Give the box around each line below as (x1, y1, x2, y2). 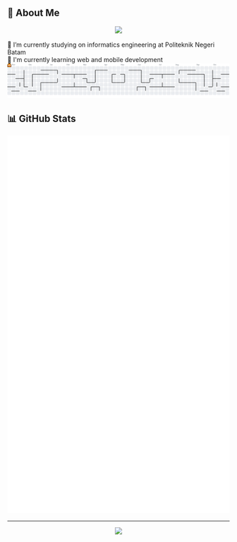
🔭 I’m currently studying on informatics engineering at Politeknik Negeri (7, 40, 215, 49)
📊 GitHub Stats (7, 113, 76, 125)
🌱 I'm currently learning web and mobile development (7, 55, 164, 64)
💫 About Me (7, 7, 60, 19)
